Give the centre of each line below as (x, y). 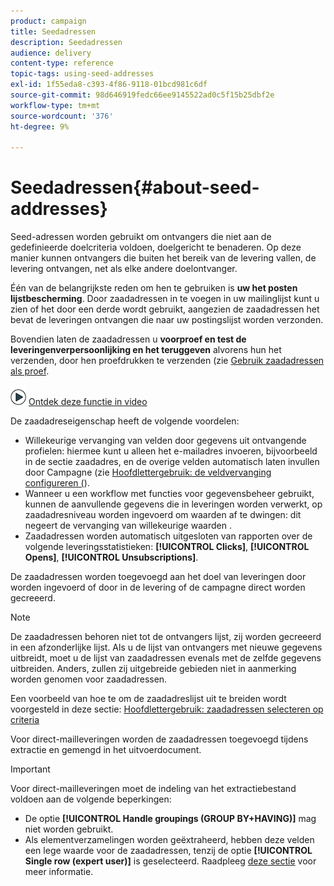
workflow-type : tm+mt (55, 105)
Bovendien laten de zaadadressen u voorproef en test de (128, 339)
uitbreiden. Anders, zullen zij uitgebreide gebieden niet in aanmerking (153, 669)
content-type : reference (62, 63)
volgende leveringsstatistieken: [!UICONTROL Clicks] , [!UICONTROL (167, 547)
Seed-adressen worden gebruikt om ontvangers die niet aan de (141, 237)
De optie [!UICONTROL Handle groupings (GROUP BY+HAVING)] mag (170, 819)
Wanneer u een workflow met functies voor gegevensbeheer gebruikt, (169, 494)
